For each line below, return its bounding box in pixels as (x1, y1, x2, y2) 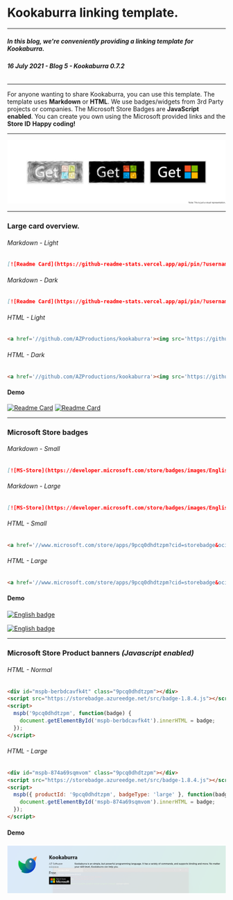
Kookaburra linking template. (7, 5, 179, 21)
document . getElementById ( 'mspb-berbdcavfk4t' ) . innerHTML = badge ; (19, 717, 216, 724)
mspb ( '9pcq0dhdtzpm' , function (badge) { (13, 710, 132, 717)
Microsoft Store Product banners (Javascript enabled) (7, 648, 194, 658)
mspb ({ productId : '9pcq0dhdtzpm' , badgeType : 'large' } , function (13, 791, 213, 799)
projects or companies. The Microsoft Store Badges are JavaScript (7, 104, 200, 113)
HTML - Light (7, 313, 46, 321)
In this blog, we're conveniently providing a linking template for (7, 37, 194, 45)
